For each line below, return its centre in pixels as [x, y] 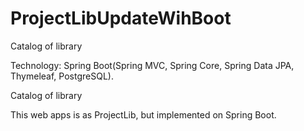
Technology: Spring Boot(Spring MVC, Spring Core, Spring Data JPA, [152, 65]
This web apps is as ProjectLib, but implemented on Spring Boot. [143, 114]
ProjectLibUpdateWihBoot [121, 18]
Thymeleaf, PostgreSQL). [62, 76]
